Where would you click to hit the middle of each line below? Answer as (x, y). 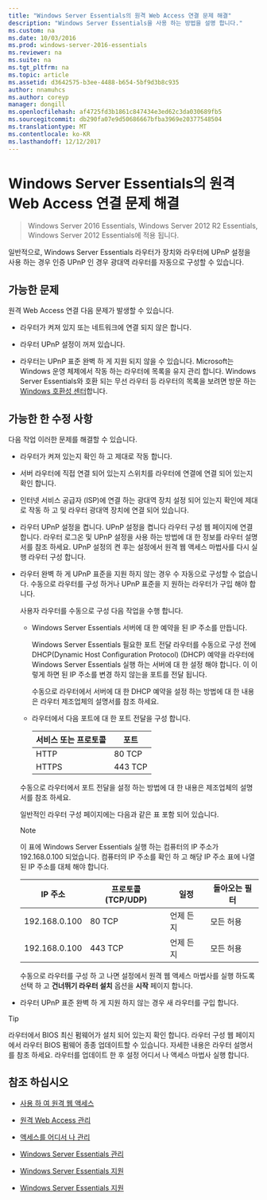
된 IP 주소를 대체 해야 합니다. (64, 867)
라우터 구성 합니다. (57, 557)
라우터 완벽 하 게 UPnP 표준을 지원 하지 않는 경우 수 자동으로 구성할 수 (128, 574)
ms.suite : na (30, 61)
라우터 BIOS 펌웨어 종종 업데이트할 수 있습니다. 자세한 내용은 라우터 (127, 1045)
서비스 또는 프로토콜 (71, 740)
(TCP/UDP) (126, 900)
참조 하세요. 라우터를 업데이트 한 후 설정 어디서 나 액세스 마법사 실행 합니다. (133, 1055)
